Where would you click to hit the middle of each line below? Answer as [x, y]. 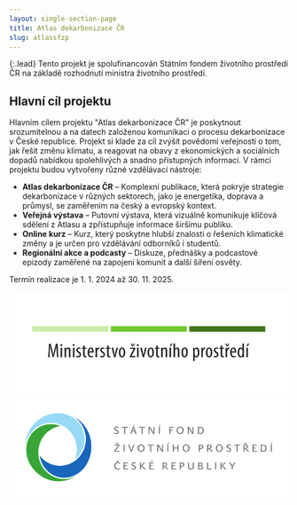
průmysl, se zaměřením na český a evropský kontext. [119, 206]
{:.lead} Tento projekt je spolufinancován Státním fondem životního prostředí [148, 64]
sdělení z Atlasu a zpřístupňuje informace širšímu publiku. [127, 225]
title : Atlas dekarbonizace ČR [67, 28]
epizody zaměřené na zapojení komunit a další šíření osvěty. [132, 263]
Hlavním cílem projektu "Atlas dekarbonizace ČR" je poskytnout [125, 122]
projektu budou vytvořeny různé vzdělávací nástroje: [106, 170]
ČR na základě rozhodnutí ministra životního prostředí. [108, 73]
